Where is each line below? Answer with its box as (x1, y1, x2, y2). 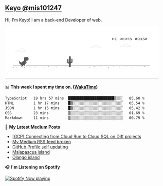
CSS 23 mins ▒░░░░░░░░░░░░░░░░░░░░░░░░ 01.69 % (5, 110, 145, 116)
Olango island (12, 154, 40, 160)
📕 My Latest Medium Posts (5, 124, 60, 130)
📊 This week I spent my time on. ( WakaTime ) (5, 84, 98, 90)
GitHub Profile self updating (12, 144, 68, 150)
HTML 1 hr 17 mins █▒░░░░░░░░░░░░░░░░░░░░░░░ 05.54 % (5, 100, 145, 106)
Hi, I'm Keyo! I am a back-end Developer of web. (5, 17, 102, 23)
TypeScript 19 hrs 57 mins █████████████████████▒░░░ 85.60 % (5, 95, 145, 101)
